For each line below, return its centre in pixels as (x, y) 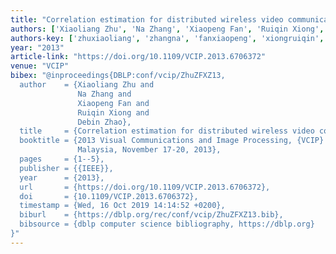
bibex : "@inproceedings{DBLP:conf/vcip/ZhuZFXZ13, (118, 76)
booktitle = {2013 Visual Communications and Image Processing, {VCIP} (172, 141)
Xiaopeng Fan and (113, 103)
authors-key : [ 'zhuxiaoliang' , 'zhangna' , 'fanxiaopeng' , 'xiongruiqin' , (167, 38)
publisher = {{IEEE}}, (66, 168)
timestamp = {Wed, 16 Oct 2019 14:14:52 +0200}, (122, 206)
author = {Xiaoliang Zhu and (87, 85)
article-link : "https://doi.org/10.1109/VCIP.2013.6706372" (138, 57)
